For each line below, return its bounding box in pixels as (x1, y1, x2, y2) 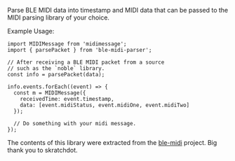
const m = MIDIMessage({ (13, 90, 86, 97)
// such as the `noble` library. (7, 65, 105, 72)
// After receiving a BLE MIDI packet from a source (7, 59, 165, 66)
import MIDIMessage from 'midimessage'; (7, 41, 128, 48)
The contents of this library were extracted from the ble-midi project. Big (7, 139, 217, 146)
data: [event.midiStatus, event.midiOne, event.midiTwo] (20, 101, 190, 108)
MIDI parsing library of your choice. (7, 13, 110, 22)
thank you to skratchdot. (7, 146, 79, 154)
